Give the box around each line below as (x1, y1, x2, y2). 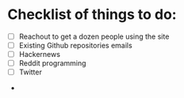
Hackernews (18, 50, 61, 59)
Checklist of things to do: (7, 6, 177, 24)
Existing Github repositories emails (18, 41, 132, 50)
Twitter (18, 67, 43, 77)
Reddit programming (18, 58, 86, 68)
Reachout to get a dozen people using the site (18, 32, 170, 41)
